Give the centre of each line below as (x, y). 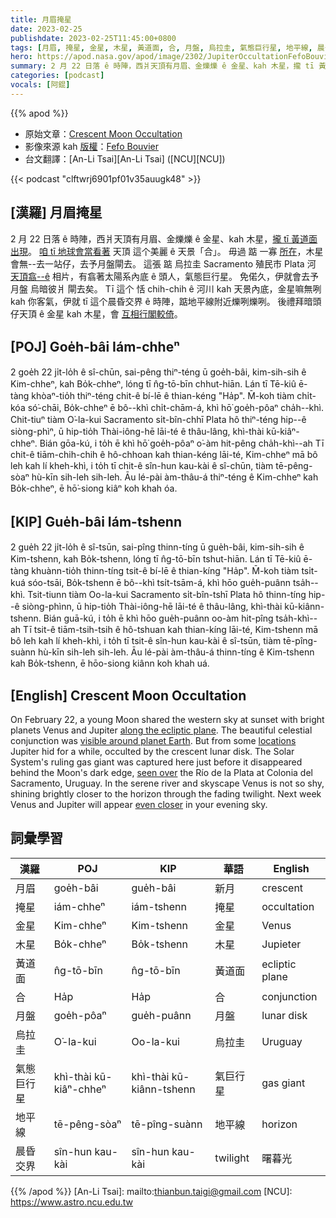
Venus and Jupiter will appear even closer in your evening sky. (139, 804)
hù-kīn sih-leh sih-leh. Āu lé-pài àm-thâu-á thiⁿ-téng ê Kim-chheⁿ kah (175, 477)
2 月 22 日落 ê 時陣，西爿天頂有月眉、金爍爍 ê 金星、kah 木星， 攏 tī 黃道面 (164, 238)
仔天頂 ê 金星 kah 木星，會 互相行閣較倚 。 (96, 313)
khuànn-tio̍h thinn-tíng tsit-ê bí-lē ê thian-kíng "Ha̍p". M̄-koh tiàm (165, 571)
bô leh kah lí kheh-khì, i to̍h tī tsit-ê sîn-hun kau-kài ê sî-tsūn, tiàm (146, 641)
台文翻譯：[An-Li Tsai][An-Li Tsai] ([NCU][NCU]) (125, 158)
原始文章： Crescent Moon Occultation (103, 133)
